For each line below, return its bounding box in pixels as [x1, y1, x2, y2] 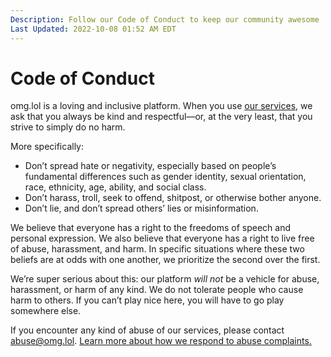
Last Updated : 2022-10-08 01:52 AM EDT [10, 24, 177, 34]
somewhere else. [10, 305, 82, 317]
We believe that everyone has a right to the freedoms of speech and [10, 222, 292, 234]
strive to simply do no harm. [10, 121, 126, 133]
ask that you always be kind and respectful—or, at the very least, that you [10, 111, 313, 123]
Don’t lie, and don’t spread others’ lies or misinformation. [24, 202, 259, 215]
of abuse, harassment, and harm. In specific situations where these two [10, 243, 305, 255]
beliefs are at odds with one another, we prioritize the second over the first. [10, 254, 321, 266]
